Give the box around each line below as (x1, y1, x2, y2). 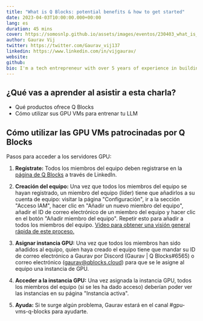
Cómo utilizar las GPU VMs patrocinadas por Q (6, 128, 185, 138)
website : (6, 54, 28, 60)
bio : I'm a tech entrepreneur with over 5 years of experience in (6, 65, 177, 71)
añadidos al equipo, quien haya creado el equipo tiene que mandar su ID (14, 246, 196, 253)
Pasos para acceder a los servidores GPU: (6, 153, 112, 160)
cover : (6, 31, 23, 37)
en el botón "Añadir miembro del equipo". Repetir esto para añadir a (14, 215, 184, 222)
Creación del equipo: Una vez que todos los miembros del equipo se (14, 183, 187, 190)
